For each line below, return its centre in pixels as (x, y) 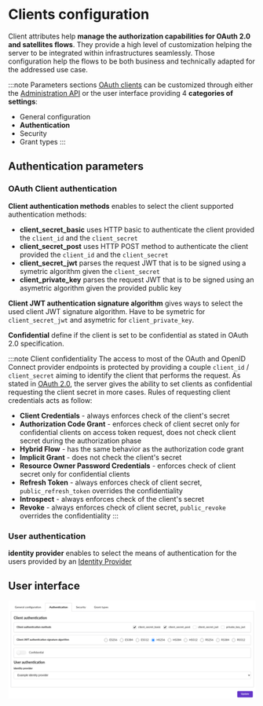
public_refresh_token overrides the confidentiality (101, 490)
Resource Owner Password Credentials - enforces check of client (128, 466)
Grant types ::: (43, 141)
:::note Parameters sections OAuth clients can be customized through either (131, 85)
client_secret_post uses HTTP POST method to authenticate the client (134, 246)
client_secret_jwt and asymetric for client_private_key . (101, 320)
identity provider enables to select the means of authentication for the (122, 553)
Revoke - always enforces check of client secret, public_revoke (122, 507)
